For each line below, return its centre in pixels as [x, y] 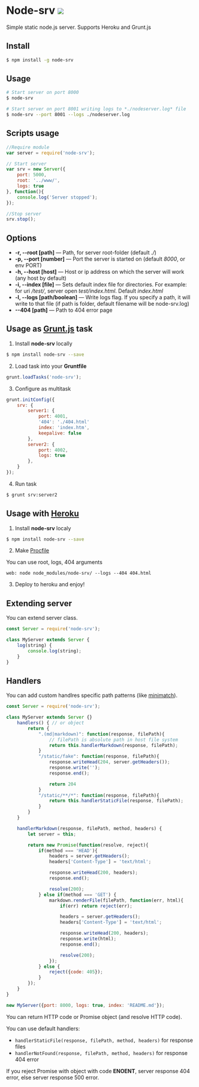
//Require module [28, 147]
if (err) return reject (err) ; [96, 906]
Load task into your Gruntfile [51, 366]
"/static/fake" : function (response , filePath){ [99, 757]
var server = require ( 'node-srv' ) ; [51, 153]
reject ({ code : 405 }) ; [76, 972]
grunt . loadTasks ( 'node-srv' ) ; [44, 377]
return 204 [63, 784]
